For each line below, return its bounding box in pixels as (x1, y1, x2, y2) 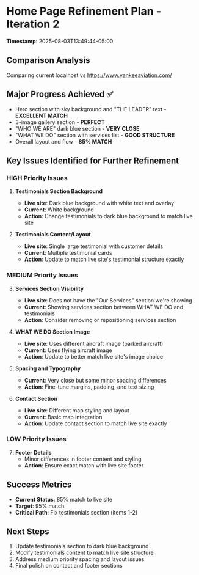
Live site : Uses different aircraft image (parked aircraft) (24, 340, 164, 347)
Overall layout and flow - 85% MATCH (15, 137, 112, 145)
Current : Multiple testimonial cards (24, 249, 113, 257)
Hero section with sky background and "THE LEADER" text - (15, 105, 167, 112)
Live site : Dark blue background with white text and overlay (24, 200, 175, 207)
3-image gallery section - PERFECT (15, 118, 105, 126)
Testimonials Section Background (15, 188, 103, 195)
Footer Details (15, 449, 52, 456)
